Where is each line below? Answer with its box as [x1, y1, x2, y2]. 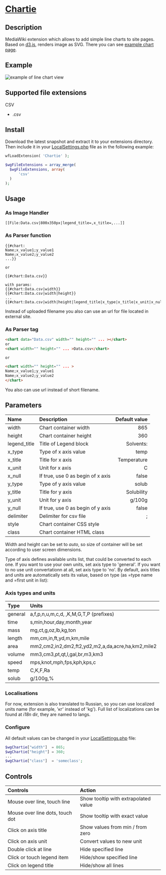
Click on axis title [7, 827, 47, 833]
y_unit [7, 496, 21, 503]
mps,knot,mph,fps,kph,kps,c [30, 659, 96, 666]
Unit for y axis [39, 496, 72, 503]
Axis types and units [5, 590, 56, 597]
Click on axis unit [7, 837, 47, 844]
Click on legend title [7, 862, 54, 869]
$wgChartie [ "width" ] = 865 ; [5, 744, 65, 750]
